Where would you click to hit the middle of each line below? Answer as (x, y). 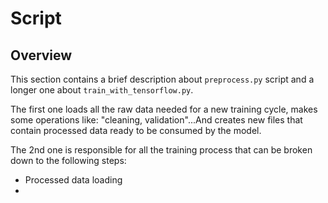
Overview (41, 55)
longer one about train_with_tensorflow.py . (102, 90)
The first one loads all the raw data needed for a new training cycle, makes (164, 109)
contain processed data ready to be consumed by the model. (136, 130)
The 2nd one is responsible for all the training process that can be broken (161, 150)
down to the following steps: (68, 160)
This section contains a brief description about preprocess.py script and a (162, 79)
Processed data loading (73, 180)
